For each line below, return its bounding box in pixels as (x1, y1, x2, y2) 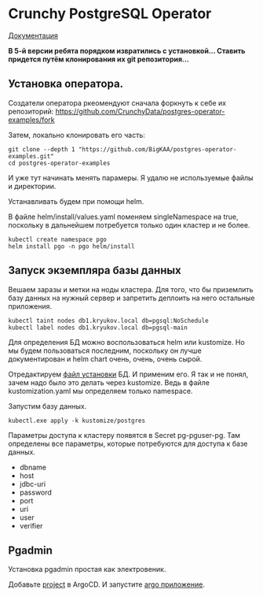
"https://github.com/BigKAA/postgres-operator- (78, 145, 237, 154)
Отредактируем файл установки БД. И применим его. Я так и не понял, (8, 369, 249, 379)
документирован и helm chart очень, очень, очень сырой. (8, 354, 203, 363)
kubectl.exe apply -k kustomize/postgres (8, 417, 146, 425)
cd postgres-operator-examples (8, 159, 111, 167)
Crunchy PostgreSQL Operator (8, 5, 212, 23)
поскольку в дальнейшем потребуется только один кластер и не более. (8, 220, 250, 229)
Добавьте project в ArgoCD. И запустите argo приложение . (8, 580, 206, 589)
